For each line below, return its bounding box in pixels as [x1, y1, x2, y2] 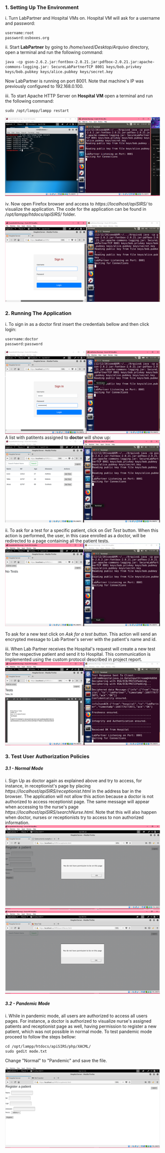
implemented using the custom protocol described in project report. [5, 656, 142, 662]
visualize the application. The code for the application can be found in [5, 206, 146, 212]
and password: [5, 20, 35, 26]
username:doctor [5, 336, 38, 342]
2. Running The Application [5, 310, 72, 317]
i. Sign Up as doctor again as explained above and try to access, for [5, 777, 142, 784]
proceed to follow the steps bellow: [5, 1034, 77, 1040]
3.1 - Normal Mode [5, 765, 43, 771]
